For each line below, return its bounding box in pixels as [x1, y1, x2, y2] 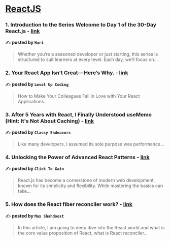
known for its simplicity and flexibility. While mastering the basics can [17, 183, 163, 189]
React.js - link [5, 27, 40, 35]
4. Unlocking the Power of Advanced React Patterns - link [5, 154, 150, 161]
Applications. [17, 98, 46, 104]
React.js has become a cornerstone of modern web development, [17, 177, 155, 184]
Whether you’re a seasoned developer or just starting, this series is [17, 51, 158, 57]
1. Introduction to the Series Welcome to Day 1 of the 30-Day [5, 21, 156, 28]
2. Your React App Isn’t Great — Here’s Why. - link [5, 69, 128, 76]
